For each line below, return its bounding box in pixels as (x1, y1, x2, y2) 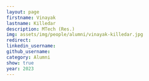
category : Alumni (6, 54, 51, 60)
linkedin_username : (6, 43, 56, 49)
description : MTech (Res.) (6, 26, 75, 32)
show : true (6, 60, 34, 66)
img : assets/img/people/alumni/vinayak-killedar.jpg (6, 32, 144, 38)
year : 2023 (6, 65, 34, 72)
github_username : (6, 49, 51, 55)
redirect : (6, 37, 32, 43)
